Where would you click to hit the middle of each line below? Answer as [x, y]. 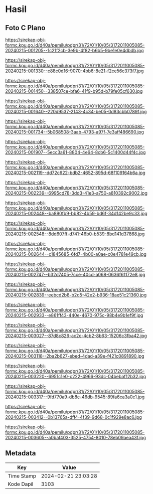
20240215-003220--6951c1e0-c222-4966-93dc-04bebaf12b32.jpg [76, 376]
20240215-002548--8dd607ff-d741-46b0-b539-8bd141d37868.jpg [75, 234]
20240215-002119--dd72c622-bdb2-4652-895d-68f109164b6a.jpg [75, 173]
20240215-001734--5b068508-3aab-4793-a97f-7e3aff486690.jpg [75, 132]
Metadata [21, 453]
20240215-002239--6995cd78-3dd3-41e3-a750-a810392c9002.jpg [76, 193]
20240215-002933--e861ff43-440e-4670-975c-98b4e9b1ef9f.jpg [74, 315]
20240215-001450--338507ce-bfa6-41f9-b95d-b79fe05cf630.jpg [74, 91]
